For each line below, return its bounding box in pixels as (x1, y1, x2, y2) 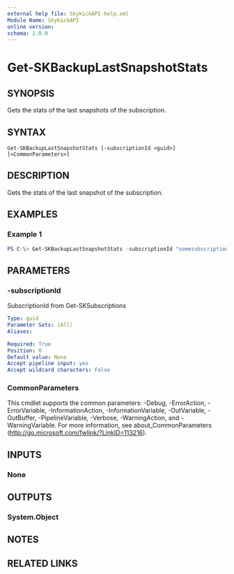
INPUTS (7, 448, 42, 461)
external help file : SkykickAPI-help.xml (7, 10, 130, 17)
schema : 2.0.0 (7, 29, 49, 37)
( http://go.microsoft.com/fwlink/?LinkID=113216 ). (7, 429, 148, 437)
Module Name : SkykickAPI (7, 17, 79, 24)
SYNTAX (7, 126, 47, 138)
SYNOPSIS (7, 87, 55, 99)
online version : (7, 23, 54, 30)
